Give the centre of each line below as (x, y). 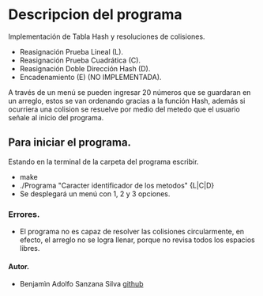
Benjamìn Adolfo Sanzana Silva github (81, 284)
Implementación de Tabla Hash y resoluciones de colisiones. (107, 36)
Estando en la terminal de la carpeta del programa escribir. (103, 161)
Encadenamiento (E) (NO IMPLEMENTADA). (90, 77)
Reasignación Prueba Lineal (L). (71, 51)
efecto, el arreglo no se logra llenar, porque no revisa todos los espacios (137, 240)
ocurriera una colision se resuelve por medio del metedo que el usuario (124, 109)
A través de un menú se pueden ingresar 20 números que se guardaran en (130, 92)
